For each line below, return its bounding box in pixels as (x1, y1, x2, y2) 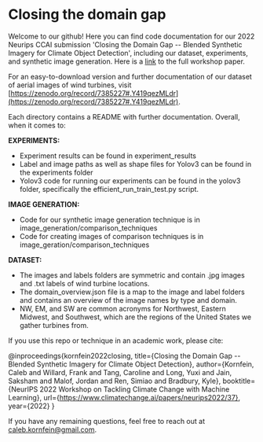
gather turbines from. (19, 320, 89, 330)
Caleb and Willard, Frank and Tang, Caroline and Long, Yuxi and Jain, (8, 367, 232, 377)
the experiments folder (19, 168, 93, 177)
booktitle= (222, 376, 256, 385)
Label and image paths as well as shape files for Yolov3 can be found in (19, 159, 252, 168)
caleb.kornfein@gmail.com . (8, 425, 97, 434)
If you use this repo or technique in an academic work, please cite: (8, 336, 224, 345)
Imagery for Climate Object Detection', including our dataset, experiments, (8, 48, 249, 57)
